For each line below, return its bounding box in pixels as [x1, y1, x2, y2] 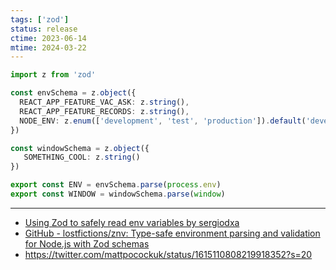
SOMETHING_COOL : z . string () [23, 152, 141, 163]
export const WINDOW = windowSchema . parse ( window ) [10, 189, 226, 199]
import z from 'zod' [10, 70, 97, 80]
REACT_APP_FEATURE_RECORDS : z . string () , [19, 106, 190, 116]
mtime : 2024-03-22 [10, 42, 87, 53]
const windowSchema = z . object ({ [10, 143, 150, 153]
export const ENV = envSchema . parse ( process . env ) [10, 180, 222, 190]
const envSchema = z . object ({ [10, 88, 137, 98]
